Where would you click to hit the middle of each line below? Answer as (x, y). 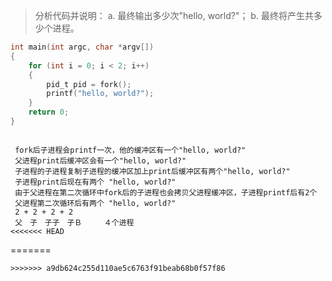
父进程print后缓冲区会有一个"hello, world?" (100, 160)
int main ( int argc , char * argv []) (82, 47)
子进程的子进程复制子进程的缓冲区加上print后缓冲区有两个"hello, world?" (152, 171)
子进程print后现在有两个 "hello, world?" (95, 182)
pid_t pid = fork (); (89, 84)
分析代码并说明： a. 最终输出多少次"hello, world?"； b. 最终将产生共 (174, 15)
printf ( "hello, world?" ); (100, 94)
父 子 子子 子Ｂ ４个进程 (74, 222)
